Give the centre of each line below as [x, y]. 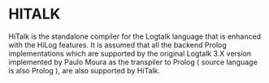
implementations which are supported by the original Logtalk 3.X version [130, 53]
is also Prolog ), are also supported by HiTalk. [85, 70]
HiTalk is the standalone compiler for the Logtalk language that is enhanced [135, 36]
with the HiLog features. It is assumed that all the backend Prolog [118, 44]
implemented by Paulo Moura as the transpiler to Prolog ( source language [133, 62]
